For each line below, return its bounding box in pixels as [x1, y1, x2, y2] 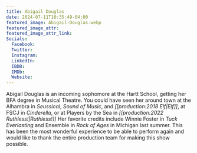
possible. [6, 141, 28, 148]
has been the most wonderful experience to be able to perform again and [6, 128, 185, 135]
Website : [11, 74, 33, 80]
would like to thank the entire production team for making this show [6, 134, 170, 141]
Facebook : [11, 42, 35, 48]
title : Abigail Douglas [6, 8, 65, 15]
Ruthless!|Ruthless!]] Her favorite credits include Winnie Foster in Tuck [6, 115, 178, 122]
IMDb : [11, 69, 25, 75]
